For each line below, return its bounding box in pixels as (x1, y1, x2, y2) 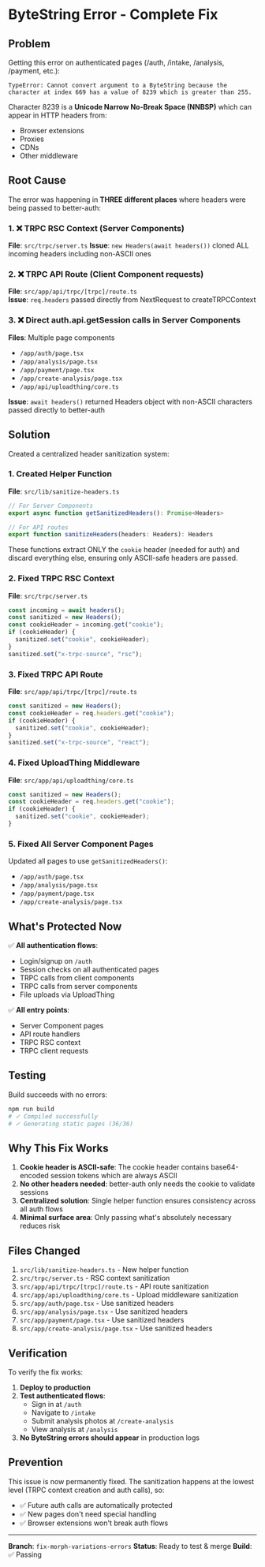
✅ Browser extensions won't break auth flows (19, 1518, 169, 1528)
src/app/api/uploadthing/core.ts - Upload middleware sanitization (19, 1290, 239, 1300)
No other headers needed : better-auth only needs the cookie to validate (19, 1179, 256, 1188)
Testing (8, 1069, 47, 1082)
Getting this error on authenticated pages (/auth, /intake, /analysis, (8, 58, 225, 67)
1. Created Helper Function (8, 468, 113, 479)
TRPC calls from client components (19, 973, 135, 983)
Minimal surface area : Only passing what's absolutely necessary (19, 1213, 232, 1222)
